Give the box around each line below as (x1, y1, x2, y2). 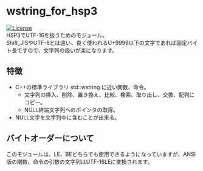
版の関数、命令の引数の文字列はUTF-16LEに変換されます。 (6, 158, 153, 165)
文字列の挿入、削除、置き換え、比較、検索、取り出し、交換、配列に (24, 91, 195, 98)
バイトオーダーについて (6, 133, 94, 144)
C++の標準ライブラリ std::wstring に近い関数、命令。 (15, 83, 150, 90)
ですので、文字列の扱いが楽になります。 (16, 47, 118, 54)
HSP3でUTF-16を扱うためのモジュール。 (6, 32, 108, 39)
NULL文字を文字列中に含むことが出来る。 (15, 113, 120, 121)
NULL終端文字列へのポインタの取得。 (24, 106, 119, 113)
